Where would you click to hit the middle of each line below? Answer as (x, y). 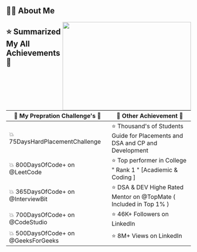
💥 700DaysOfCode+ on (42, 215)
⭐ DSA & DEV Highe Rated (147, 187)
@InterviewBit (28, 199)
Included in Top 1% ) (140, 204)
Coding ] (123, 177)
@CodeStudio (28, 223)
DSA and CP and (134, 143)
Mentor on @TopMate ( (143, 197)
